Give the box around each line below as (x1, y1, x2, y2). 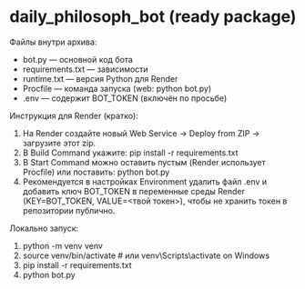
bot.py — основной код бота (22, 54, 134, 65)
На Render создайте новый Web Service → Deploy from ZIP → (22, 127, 260, 138)
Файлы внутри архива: (9, 36, 97, 47)
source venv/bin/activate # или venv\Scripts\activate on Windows (22, 250, 270, 261)
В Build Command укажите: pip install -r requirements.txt (22, 147, 239, 158)
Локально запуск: (9, 223, 79, 234)
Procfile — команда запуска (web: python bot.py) (22, 83, 212, 94)
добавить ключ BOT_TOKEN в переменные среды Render (22, 185, 246, 196)
